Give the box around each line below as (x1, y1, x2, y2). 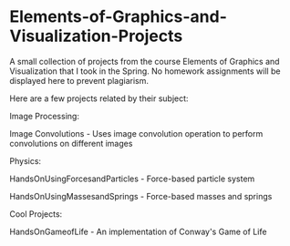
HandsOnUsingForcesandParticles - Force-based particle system (9, 173, 255, 184)
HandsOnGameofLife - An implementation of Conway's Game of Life (9, 226, 267, 237)
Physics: (9, 155, 42, 166)
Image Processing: (9, 110, 80, 121)
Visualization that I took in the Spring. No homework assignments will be (9, 66, 281, 77)
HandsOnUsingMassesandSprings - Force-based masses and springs (9, 190, 273, 201)
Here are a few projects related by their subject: (9, 93, 189, 104)
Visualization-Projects (9, 26, 183, 46)
